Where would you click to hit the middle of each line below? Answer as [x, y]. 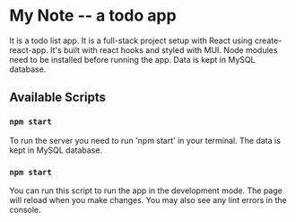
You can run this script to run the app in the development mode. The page [146, 191]
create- [268, 40]
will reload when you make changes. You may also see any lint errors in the [148, 200]
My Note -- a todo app [93, 16]
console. [26, 209]
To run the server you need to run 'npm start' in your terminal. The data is [145, 140]
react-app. [29, 49]
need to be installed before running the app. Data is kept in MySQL [132, 59]
